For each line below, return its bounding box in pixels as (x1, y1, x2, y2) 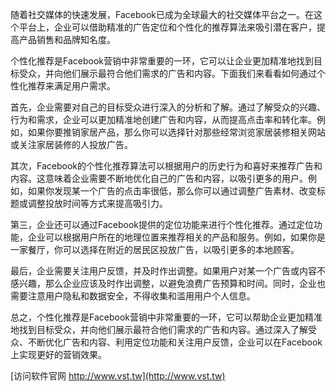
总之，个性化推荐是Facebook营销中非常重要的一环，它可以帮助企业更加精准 (10, 311, 323, 323)
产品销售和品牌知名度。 (18, 34, 116, 45)
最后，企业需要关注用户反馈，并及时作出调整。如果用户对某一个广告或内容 (10, 265, 317, 277)
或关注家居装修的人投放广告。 (10, 139, 133, 150)
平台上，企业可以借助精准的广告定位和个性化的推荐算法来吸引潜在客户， (18, 21, 317, 33)
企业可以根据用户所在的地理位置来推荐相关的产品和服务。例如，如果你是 (27, 231, 326, 243)
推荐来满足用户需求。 (27, 80, 116, 92)
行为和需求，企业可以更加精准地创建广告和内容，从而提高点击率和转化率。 (10, 114, 317, 125)
